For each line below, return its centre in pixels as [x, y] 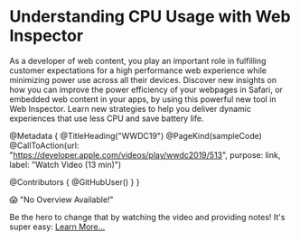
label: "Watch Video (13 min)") [66, 164]
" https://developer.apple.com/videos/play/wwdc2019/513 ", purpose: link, [145, 154]
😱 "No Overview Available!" [62, 199]
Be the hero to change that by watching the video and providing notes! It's [147, 217]
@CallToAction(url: [44, 145]
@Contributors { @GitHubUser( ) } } [75, 181]
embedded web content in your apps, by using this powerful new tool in [143, 99]
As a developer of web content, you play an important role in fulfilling [138, 60]
